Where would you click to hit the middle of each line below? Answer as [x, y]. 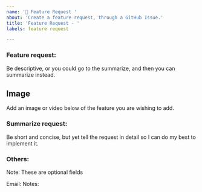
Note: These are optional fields [45, 172]
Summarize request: [37, 124]
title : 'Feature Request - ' [43, 23]
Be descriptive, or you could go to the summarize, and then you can [91, 68]
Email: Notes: [23, 184]
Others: [18, 159]
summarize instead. [31, 75]
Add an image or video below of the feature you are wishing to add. [90, 108]
